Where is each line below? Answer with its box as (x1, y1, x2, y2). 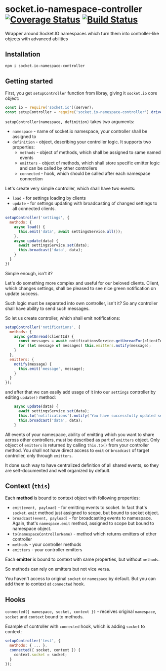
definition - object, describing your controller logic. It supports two (12, 139, 151, 145)
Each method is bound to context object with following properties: (5, 495, 140, 501)
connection (19, 176, 43, 182)
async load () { (14, 224, 45, 229)
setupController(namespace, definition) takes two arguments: (5, 119, 135, 125)
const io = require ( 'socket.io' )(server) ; (5, 105, 94, 110)
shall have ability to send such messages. (5, 305, 90, 311)
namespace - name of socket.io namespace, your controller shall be (12, 128, 148, 135)
